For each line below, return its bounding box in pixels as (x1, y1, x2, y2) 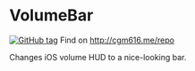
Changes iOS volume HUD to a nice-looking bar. (9, 51, 187, 62)
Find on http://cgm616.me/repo (59, 35, 174, 45)
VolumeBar (9, 5, 94, 26)
